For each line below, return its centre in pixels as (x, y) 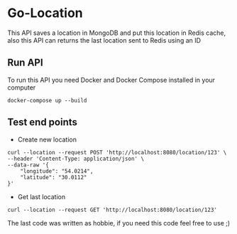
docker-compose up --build (47, 100)
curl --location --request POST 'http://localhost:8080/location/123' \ (117, 152)
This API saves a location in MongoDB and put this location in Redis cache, (116, 33)
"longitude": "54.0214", (57, 171)
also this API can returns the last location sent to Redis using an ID (104, 40)
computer (22, 87)
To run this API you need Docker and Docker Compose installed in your (111, 80)
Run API (26, 63)
